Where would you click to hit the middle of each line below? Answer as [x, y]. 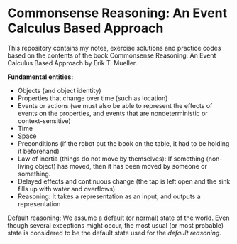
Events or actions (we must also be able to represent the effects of [115, 105]
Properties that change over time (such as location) [93, 98]
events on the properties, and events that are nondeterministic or [112, 113]
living [26, 166]
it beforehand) [38, 151]
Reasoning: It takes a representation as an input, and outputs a [109, 196]
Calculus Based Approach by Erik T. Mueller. [72, 63]
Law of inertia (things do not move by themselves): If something [111, 159]
